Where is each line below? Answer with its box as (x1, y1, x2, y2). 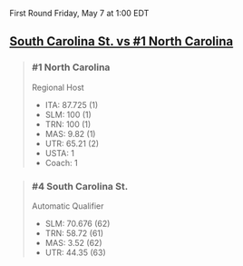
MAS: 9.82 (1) (44, 128, 96, 139)
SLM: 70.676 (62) (44, 218, 111, 229)
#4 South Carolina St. (31, 180, 129, 192)
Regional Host (31, 82, 84, 93)
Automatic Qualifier (31, 200, 104, 212)
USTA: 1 (44, 147, 75, 158)
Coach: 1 (44, 157, 79, 168)
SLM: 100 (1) (44, 109, 92, 120)
